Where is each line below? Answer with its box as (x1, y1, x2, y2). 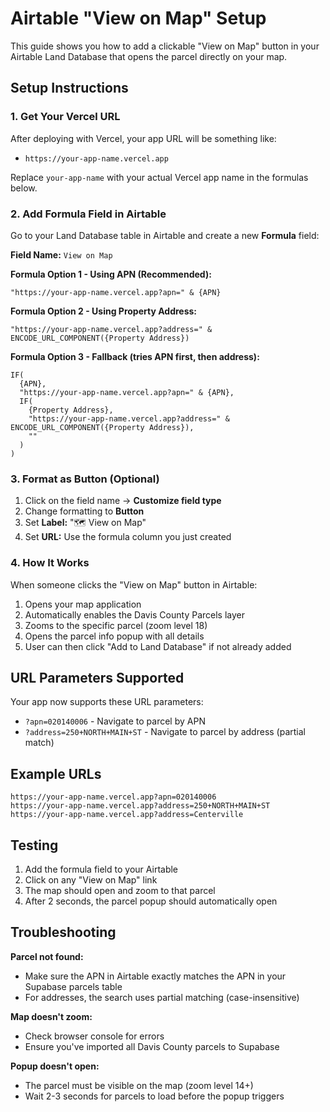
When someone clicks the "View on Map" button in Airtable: (10, 578, 258, 591)
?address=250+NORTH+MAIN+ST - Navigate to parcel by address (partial (24, 726, 306, 738)
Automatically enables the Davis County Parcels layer (24, 608, 245, 621)
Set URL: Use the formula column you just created (24, 531, 232, 543)
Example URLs (10, 765, 102, 782)
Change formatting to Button (24, 505, 145, 517)
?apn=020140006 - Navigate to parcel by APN (24, 715, 206, 727)
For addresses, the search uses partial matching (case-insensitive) (24, 991, 300, 1003)
